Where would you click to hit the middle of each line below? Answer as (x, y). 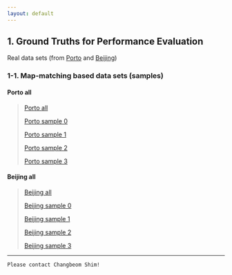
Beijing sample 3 (48, 245)
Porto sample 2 (46, 147)
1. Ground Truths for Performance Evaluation (105, 42)
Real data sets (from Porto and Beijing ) (62, 58)
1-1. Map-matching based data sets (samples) (85, 76)
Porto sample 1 (45, 134)
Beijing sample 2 (48, 232)
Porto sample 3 (46, 161)
